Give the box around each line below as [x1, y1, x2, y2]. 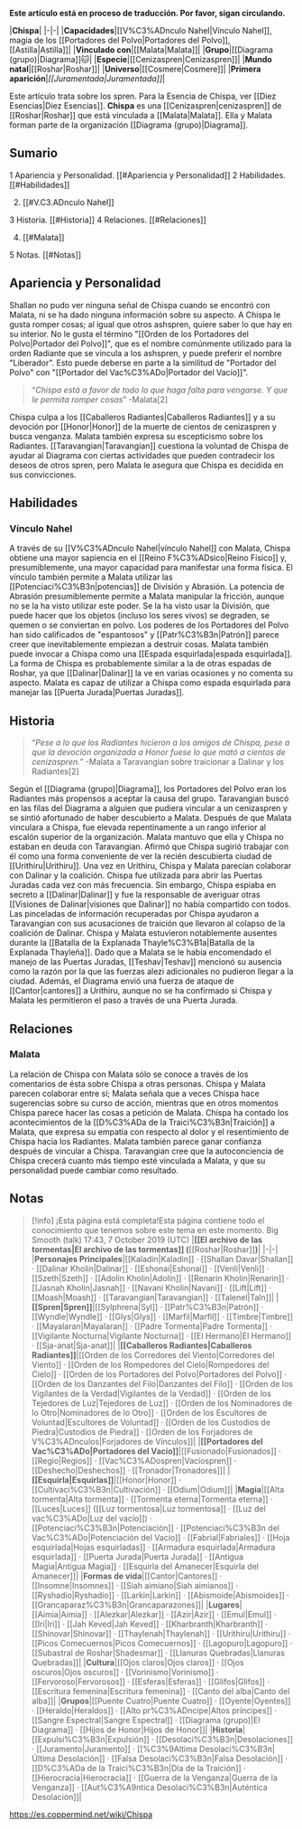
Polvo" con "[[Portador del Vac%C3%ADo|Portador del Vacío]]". [9, 366, 249, 378]
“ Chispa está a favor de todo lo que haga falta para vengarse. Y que [31, 384, 288, 395]
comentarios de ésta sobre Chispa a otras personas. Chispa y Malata [9, 1078, 266, 1089]
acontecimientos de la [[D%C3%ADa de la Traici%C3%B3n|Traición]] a [9, 1117, 275, 1127]
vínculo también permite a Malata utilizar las [9, 571, 173, 582]
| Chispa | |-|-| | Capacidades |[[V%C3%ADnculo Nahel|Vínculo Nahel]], [9, 25, 272, 35]
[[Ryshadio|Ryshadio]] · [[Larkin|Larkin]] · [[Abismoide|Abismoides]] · [31, 1589, 290, 1600]
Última [31, 1753, 56, 1764]
